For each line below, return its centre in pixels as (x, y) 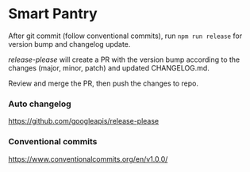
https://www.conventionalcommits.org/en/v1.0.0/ (88, 159)
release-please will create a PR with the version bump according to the (124, 59)
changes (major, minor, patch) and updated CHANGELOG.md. (109, 67)
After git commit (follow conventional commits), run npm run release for (125, 36)
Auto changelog (40, 104)
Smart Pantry (53, 14)
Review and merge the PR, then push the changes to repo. (104, 83)
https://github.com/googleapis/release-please (84, 121)
